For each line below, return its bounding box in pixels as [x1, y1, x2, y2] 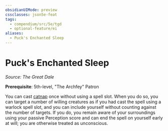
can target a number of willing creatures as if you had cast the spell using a [5, 99, 161, 105]
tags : [5, 17, 17, 22]
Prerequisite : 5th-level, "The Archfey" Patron [5, 84, 99, 90]
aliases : [5, 31, 24, 36]
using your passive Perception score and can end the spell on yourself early [5, 114, 163, 121]
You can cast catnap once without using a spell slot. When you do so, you [5, 93, 158, 99]
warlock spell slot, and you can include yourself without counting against [5, 104, 156, 110]
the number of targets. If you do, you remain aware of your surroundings [5, 109, 156, 115]
